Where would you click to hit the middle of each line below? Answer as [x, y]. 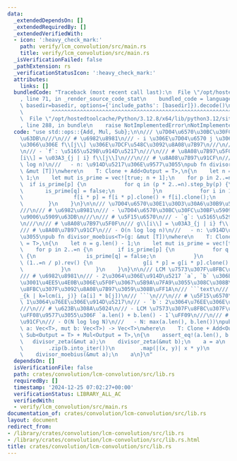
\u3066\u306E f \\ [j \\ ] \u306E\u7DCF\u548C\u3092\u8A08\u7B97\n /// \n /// [127, 145]
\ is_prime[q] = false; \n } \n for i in [123, 191]
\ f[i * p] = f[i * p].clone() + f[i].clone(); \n [118, 197]
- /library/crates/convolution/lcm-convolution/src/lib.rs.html [104, 440]
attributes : [31, 79]
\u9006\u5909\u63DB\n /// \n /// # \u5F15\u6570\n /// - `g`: [107, 217]
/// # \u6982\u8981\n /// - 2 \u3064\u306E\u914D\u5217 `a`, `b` [115, 276]
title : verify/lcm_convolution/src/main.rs [85, 54]
